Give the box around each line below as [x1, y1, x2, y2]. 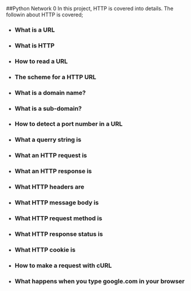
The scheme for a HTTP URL [14, 73, 96, 81]
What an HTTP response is [14, 167, 92, 175]
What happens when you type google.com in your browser [14, 277, 185, 285]
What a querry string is [14, 136, 82, 144]
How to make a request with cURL [14, 261, 112, 269]
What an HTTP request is [14, 152, 88, 160]
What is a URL [14, 26, 55, 34]
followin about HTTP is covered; [6, 11, 84, 18]
